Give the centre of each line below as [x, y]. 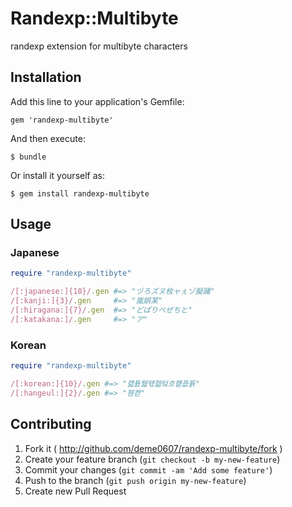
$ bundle [28, 157]
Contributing [51, 424]
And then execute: [48, 138]
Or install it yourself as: [57, 175]
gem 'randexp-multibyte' [62, 120]
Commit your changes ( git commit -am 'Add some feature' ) [148, 469]
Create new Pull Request [75, 491]
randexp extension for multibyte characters [99, 46]
